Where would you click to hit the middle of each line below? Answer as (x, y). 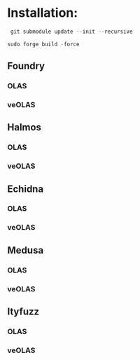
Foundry (26, 66)
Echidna (26, 189)
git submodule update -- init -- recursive (71, 32)
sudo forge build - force (43, 44)
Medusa (26, 250)
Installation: (43, 13)
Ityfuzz (23, 312)
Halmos (24, 127)
